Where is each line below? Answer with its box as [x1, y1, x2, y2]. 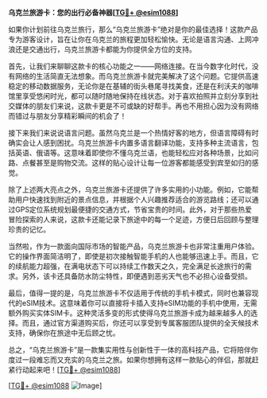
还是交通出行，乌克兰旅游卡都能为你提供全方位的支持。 [14, 45, 196, 54]
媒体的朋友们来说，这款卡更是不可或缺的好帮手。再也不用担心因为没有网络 [14, 101, 259, 111]
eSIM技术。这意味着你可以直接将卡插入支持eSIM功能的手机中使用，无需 [21, 298, 258, 307]
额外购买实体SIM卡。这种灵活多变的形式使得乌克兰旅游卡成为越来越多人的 [8, 308, 251, 318]
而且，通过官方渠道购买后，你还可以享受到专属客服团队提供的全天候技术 [21, 318, 259, 327]
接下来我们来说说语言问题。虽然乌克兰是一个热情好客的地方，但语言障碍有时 [8, 128, 259, 138]
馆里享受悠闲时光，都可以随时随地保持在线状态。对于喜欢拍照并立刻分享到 [8, 92, 252, 100]
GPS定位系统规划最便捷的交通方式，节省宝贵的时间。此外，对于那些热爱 [14, 205, 253, 214]
